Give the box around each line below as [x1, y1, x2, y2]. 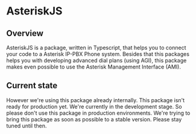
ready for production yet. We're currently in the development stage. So [6, 103, 182, 110]
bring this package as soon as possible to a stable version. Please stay [6, 115, 182, 123]
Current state [6, 81, 58, 91]
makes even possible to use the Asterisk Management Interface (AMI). [6, 63, 181, 70]
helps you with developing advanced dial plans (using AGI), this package [6, 57, 187, 64]
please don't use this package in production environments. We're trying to [6, 109, 191, 117]
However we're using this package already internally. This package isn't [6, 96, 185, 103]
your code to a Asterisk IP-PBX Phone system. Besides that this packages [6, 50, 190, 58]
